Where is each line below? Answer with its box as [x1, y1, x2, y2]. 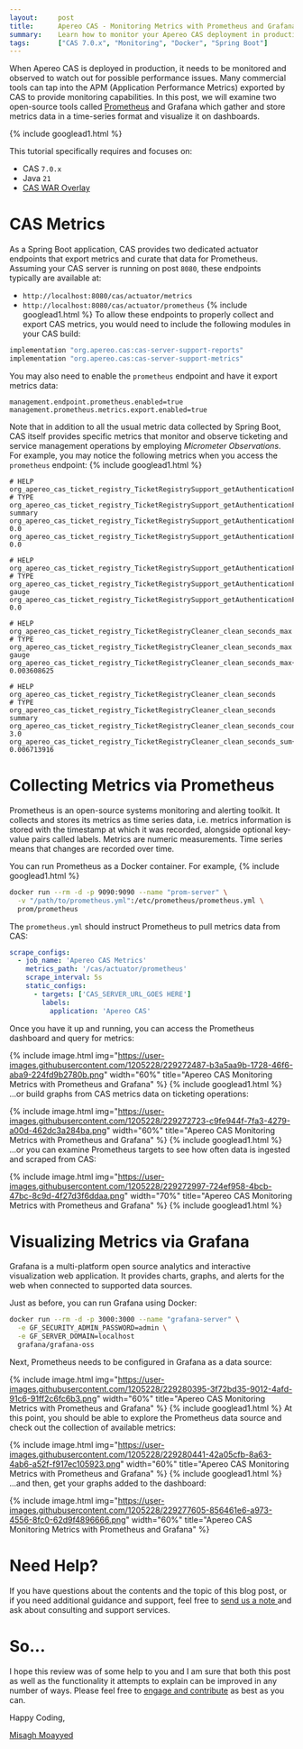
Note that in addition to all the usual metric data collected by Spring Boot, [9, 421, 281, 432]
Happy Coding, [9, 1712, 66, 1723]
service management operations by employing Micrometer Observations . [9, 440, 281, 451]
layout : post [9, 13, 75, 23]
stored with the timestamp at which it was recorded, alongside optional [9, 824, 273, 835]
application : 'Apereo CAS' [49, 1006, 151, 1015]
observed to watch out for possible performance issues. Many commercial [9, 73, 287, 84]
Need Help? [9, 1556, 99, 1576]
